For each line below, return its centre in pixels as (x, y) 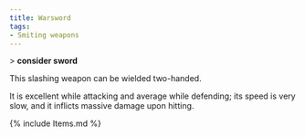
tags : (20, 26)
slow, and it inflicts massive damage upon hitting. (102, 106)
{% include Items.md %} (56, 123)
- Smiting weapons (44, 35)
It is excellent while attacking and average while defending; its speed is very (152, 96)
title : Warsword (40, 18)
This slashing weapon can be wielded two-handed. (106, 79)
